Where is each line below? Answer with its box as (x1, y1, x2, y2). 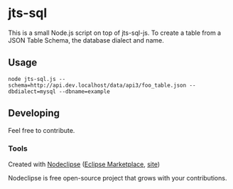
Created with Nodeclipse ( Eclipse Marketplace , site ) (8, 160, 161, 168)
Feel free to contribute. (8, 126, 75, 134)
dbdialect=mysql (8, 87, 56, 95)
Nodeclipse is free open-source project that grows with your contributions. (8, 173, 227, 182)
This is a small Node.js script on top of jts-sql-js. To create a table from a (8, 28, 222, 37)
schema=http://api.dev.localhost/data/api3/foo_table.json (8, 82, 187, 89)
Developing (8, 107, 60, 119)
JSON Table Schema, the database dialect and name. (8, 36, 164, 44)
